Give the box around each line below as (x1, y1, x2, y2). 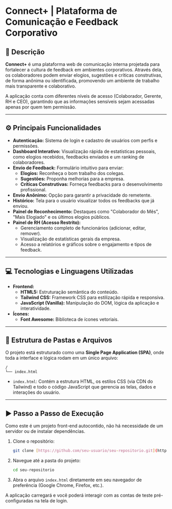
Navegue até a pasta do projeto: (12, 458, 81, 464)
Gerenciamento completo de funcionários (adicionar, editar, (20, 224, 146, 231)
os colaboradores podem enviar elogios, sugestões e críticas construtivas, (5, 72, 163, 78)
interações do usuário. (12, 389, 60, 396)
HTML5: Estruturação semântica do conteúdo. (20, 289, 119, 295)
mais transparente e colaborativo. (5, 83, 76, 89)
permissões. (12, 143, 39, 149)
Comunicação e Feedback (5, 16, 119, 28)
